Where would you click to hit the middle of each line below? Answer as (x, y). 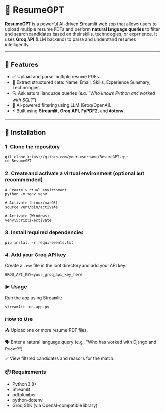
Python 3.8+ (25, 384)
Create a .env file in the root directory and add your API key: (66, 266)
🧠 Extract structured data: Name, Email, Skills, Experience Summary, (81, 82)
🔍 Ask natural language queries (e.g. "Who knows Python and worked (84, 93)
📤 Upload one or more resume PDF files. (47, 330)
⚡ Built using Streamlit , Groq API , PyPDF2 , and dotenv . (69, 111)
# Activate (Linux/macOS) (31, 203)
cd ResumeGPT (18, 161)
